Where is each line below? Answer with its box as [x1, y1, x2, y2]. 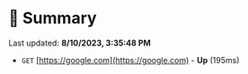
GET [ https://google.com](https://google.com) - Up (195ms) [21, 54, 240, 65]
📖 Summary [8, 8, 97, 29]
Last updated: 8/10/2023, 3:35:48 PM [8, 37, 152, 48]
